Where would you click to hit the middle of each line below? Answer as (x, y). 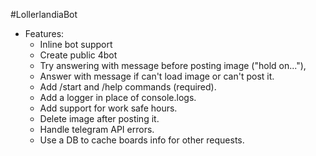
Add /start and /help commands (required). (128, 87)
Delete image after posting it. (99, 118)
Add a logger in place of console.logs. (118, 97)
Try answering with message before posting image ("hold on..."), (173, 65)
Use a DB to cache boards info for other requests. (142, 140)
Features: (44, 33)
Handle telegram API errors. (97, 129)
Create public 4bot (78, 55)
